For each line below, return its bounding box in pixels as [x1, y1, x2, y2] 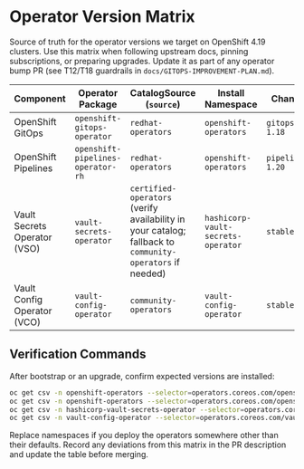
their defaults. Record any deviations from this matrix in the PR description [9, 439, 287, 450]
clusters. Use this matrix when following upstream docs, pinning [9, 45, 249, 56]
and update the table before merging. [9, 449, 149, 460]
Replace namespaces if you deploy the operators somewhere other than [9, 430, 279, 441]
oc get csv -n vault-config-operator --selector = [9, 414, 201, 423]
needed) [129, 267, 166, 280]
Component [14, 92, 66, 105]
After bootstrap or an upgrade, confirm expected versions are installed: [9, 370, 275, 381]
